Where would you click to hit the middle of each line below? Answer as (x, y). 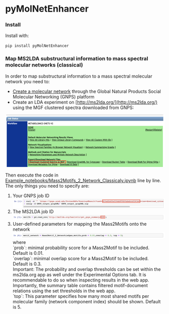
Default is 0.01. (28, 253)
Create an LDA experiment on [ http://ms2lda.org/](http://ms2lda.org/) (85, 102)
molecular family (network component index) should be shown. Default (87, 302)
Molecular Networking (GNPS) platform (53, 96)
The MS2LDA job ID (33, 212)
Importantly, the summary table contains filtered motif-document (80, 286)
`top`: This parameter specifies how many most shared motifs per (81, 296)
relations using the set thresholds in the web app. (64, 291)
